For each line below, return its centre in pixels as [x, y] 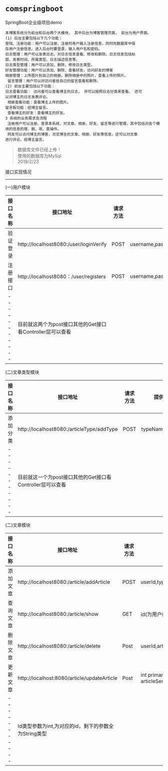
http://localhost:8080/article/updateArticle [67, 678]
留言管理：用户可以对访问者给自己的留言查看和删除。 [54, 81]
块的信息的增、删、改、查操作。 [33, 129]
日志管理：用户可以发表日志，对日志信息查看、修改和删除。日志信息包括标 [70, 54]
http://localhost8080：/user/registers [62, 276]
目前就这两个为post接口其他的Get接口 [62, 324]
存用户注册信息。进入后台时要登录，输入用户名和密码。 [54, 49]
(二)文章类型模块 [22, 372]
